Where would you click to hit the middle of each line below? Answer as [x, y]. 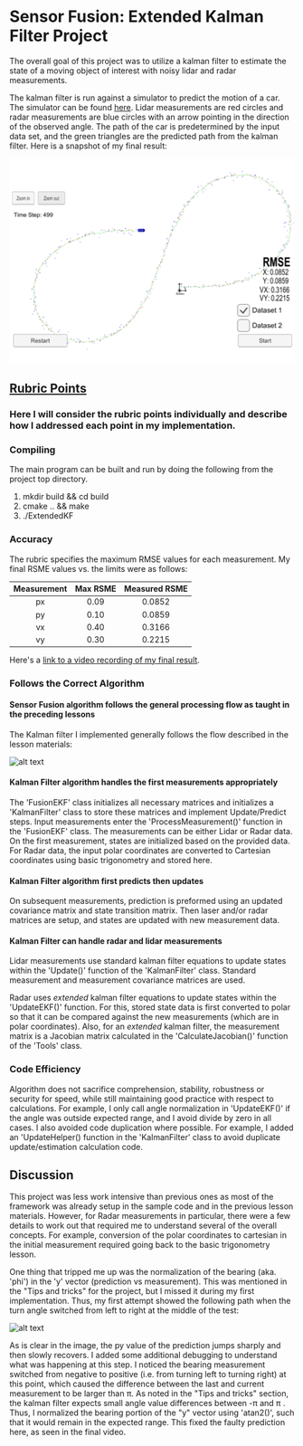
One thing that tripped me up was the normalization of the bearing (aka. [143, 1272]
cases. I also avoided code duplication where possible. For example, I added [151, 1127]
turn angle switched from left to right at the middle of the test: [124, 1310]
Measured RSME [156, 589]
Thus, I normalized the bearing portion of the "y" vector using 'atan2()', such [152, 1413]
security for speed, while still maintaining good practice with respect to [142, 1099]
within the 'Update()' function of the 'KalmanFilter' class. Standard [133, 971]
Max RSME [95, 589]
